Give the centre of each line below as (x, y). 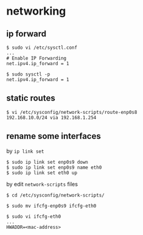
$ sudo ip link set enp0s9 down (47, 162)
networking (36, 11)
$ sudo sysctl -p (28, 74)
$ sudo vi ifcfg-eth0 (34, 216)
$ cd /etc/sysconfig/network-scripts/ (55, 195)
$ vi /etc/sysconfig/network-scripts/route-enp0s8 (72, 112)
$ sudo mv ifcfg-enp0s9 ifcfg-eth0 (51, 206)
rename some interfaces (54, 136)
